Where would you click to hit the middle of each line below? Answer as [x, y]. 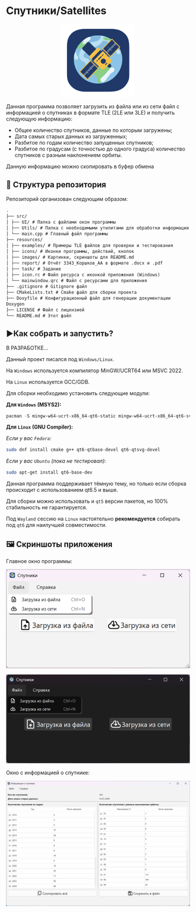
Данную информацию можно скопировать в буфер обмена [80, 166]
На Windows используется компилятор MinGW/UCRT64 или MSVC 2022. [94, 371]
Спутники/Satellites [56, 11]
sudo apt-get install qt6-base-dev [49, 472]
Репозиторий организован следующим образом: [67, 199]
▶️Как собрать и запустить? [60, 334]
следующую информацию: [39, 119]
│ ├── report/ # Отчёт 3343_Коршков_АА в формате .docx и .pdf [85, 263]
